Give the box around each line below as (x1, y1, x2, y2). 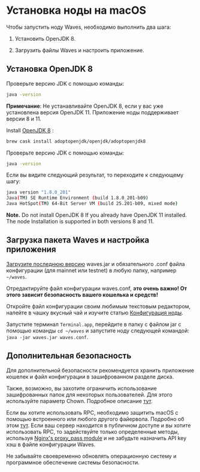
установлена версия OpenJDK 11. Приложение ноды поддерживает (6, 108, 179, 116)
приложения (6, 244, 56, 255)
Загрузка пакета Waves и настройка (6, 235, 150, 246)
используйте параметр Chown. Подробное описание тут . (6, 397, 153, 404)
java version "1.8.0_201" (6, 189, 71, 195)
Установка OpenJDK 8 (6, 64, 93, 74)
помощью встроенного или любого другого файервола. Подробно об (6, 415, 184, 422)
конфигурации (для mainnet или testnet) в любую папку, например (6, 267, 177, 274)
